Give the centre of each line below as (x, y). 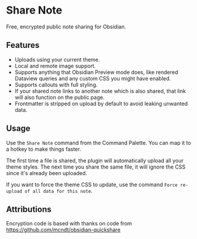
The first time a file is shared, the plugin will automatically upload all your (95, 160)
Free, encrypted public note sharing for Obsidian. (66, 27)
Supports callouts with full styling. (56, 85)
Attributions (29, 209)
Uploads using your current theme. (57, 59)
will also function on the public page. (59, 97)
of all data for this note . (59, 190)
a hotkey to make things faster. (44, 149)
